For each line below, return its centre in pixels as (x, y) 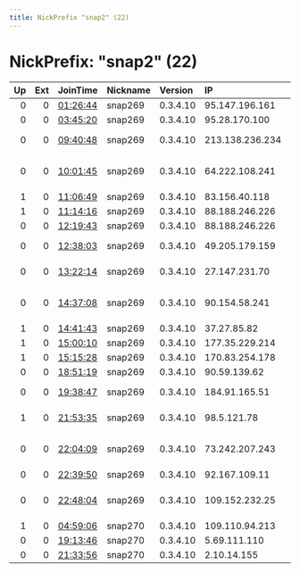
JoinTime (78, 90)
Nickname (129, 90)
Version (176, 90)
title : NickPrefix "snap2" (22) (69, 17)
